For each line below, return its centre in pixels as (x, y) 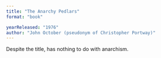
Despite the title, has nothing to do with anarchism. (67, 49)
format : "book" (25, 17)
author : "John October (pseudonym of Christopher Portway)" (81, 32)
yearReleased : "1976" (32, 27)
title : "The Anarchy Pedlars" (43, 11)
